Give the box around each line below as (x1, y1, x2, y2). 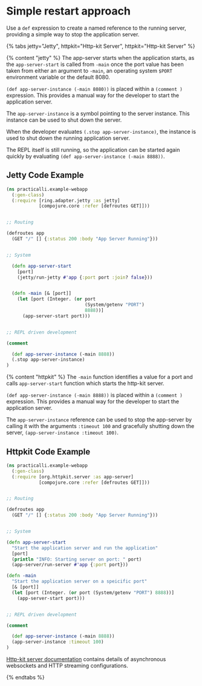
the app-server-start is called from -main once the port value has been (6, 61, 184, 68)
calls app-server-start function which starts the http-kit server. (6, 380, 165, 387)
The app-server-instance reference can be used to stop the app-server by (6, 416, 192, 423)
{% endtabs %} (6, 674, 45, 681)
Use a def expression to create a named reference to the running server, (6, 24, 186, 31)
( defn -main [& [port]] (11, 291, 71, 297)
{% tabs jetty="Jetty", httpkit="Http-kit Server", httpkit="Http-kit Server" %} (6, 42, 195, 50)
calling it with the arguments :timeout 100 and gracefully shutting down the (6, 423, 195, 430)
